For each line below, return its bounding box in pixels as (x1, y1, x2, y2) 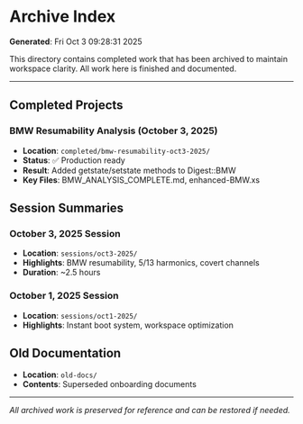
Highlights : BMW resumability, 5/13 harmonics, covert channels (22, 257, 260, 268)
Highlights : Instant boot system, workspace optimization (22, 320, 234, 330)
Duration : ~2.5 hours (22, 267, 101, 278)
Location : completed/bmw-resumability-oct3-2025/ (22, 145, 210, 156)
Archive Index (9, 6, 116, 27)
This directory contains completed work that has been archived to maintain (9, 53, 289, 64)
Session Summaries (9, 201, 124, 216)
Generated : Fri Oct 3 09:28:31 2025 (9, 36, 142, 47)
